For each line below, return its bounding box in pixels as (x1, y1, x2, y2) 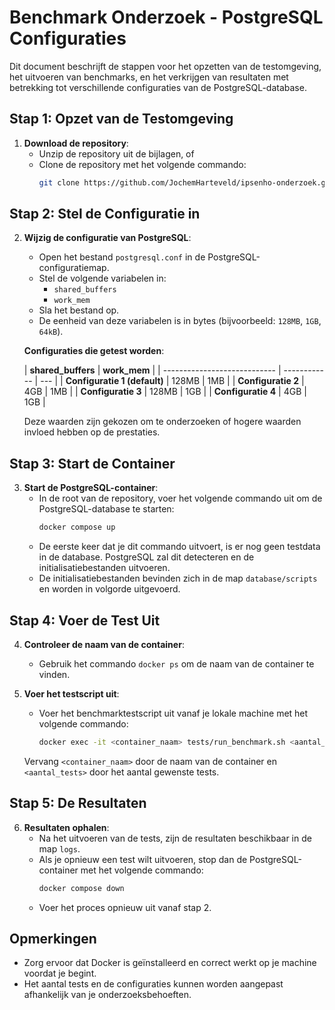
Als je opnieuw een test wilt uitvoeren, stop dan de (38, 853, 248, 865)
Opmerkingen (9, 930, 97, 947)
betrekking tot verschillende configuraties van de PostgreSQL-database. (9, 81, 307, 93)
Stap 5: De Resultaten (9, 795, 147, 812)
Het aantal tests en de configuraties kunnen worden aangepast (23, 978, 284, 990)
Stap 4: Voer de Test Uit (9, 612, 161, 629)
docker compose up (38, 522, 116, 533)
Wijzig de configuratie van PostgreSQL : (23, 232, 192, 244)
